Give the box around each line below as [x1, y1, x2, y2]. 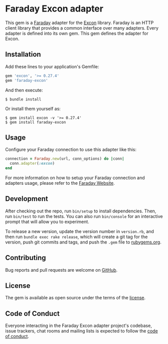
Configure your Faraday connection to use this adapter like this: [5, 147, 137, 153]
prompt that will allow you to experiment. [5, 218, 89, 224]
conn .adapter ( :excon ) [10, 161, 55, 166]
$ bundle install [5, 96, 42, 102]
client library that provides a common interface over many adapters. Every [5, 25, 159, 31]
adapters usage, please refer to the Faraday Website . [5, 180, 115, 186]
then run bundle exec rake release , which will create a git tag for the [5, 234, 148, 240]
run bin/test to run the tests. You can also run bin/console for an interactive [5, 213, 163, 219]
